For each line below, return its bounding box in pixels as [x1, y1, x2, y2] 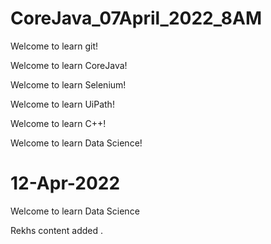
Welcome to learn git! [10, 40, 98, 52]
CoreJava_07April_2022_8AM [10, 7, 263, 30]
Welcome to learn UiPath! [10, 98, 115, 110]
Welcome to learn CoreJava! [10, 59, 128, 71]
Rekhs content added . [10, 224, 104, 236]
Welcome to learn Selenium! [10, 78, 127, 91]
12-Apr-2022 [10, 172, 121, 195]
